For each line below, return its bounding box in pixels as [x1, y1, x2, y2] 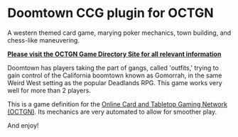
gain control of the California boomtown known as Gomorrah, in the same [7, 71, 222, 80]
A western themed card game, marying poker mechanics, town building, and [7, 28, 232, 37]
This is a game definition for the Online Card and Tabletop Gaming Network [7, 99, 228, 108]
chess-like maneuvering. [7, 35, 80, 44]
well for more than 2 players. [7, 86, 91, 94]
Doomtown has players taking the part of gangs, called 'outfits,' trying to [7, 63, 219, 72]
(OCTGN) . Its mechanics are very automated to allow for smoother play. [7, 107, 217, 116]
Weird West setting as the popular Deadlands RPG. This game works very [7, 78, 222, 87]
